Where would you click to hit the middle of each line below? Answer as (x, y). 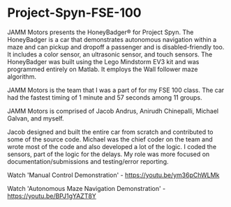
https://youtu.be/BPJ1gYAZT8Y (52, 196)
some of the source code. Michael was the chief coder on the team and (110, 139)
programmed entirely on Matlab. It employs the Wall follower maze (103, 69)
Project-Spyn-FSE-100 (74, 13)
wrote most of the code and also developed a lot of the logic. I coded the (112, 146)
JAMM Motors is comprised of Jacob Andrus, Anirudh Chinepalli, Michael (113, 111)
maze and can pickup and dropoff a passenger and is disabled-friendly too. (116, 47)
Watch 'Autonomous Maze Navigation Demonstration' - (87, 188)
